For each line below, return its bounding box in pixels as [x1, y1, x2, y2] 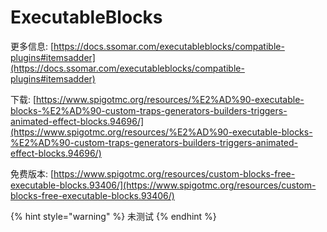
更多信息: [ [10, 40, 55, 52]
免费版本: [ [10, 167, 55, 180]
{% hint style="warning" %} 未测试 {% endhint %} [10, 210, 217, 222]
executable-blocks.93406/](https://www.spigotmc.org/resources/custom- [10, 179, 317, 191]
